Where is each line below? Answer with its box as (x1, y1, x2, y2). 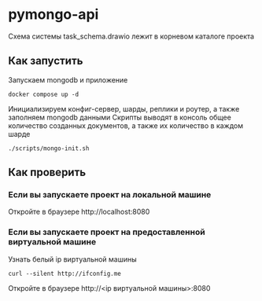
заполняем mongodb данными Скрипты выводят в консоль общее (8, 112, 232, 122)
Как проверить (8, 166, 87, 179)
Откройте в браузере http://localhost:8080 (8, 207, 150, 217)
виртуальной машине (8, 237, 97, 248)
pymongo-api (8, 6, 99, 24)
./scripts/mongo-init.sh (8, 144, 90, 152)
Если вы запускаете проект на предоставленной (8, 226, 206, 237)
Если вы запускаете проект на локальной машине (8, 189, 212, 200)
